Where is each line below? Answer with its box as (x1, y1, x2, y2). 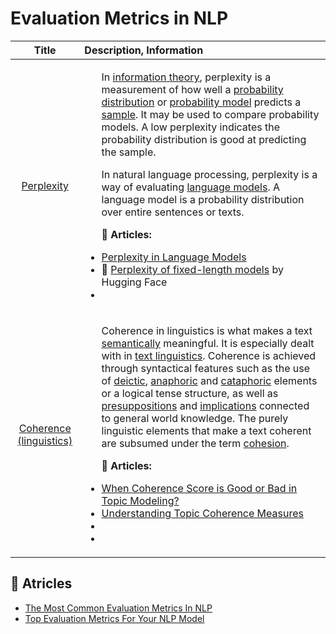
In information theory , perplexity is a (101, 70, 272, 84)
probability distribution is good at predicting (101, 132, 307, 146)
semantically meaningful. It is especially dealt (101, 336, 315, 350)
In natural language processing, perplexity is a (101, 167, 318, 181)
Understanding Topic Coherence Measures (101, 506, 304, 520)
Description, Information (84, 43, 204, 57)
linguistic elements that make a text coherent (101, 423, 312, 437)
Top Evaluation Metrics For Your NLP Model (24, 612, 205, 624)
